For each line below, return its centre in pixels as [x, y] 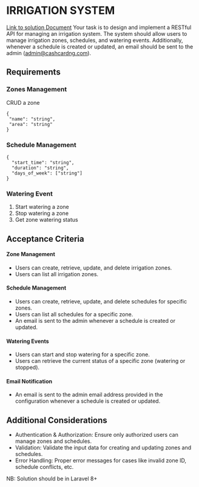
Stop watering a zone [42, 213]
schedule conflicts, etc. [44, 467]
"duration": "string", [40, 168]
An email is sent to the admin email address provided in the [89, 395]
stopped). [27, 368]
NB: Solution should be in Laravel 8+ [52, 479]
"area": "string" [31, 124]
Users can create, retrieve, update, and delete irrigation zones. [93, 268]
